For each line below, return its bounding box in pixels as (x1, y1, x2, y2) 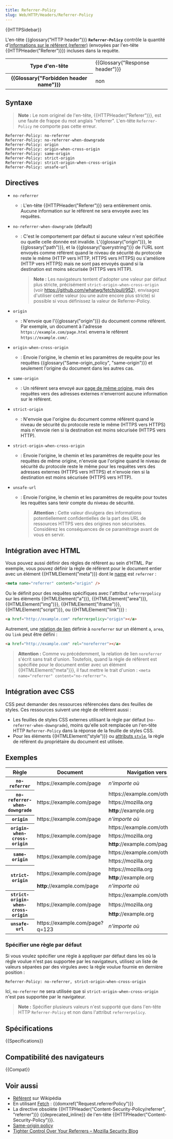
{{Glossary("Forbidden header (11, 75, 88, 81)
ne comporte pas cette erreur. (33, 123, 97, 129)
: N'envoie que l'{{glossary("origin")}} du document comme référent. (20, 318, 166, 324)
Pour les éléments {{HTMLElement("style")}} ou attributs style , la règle (12, 733, 164, 739)
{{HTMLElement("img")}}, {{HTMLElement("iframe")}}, (5, 601, 121, 608)
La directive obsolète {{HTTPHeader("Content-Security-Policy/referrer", (12, 1106, 166, 1112)
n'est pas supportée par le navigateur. (5, 994, 86, 1000)
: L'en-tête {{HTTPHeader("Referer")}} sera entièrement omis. (20, 202, 152, 209)
